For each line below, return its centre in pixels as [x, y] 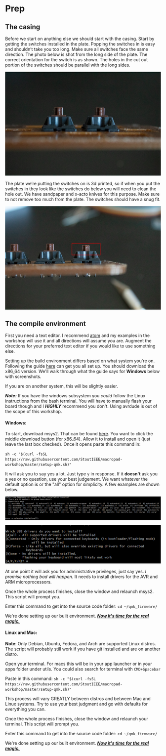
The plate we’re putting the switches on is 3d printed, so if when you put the [83, 183]
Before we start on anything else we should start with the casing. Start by [80, 39]
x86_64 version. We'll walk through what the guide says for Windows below [83, 372]
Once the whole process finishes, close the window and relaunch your [77, 718]
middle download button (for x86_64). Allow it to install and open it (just [78, 439]
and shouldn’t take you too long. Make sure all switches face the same [77, 49]
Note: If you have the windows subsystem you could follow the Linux [75, 396]
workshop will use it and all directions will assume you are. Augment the [78, 341]
